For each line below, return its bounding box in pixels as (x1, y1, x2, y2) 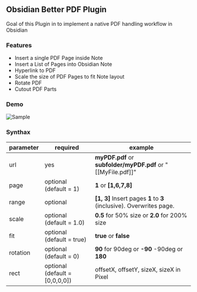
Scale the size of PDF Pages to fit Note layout (14, 73, 125, 80)
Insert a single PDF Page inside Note (14, 55, 103, 62)
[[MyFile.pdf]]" (94, 168, 137, 176)
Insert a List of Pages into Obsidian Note (14, 61, 113, 68)
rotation (9, 249, 30, 257)
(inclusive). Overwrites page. (94, 202, 175, 210)
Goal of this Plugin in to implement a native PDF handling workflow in (6, 20, 173, 27)
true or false (94, 232, 130, 240)
